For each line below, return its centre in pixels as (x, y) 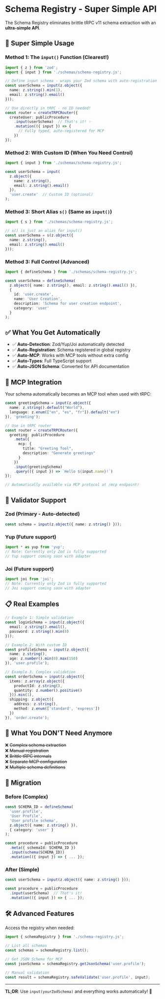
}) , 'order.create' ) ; (27, 718)
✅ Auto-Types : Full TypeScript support (52, 361)
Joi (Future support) (29, 569)
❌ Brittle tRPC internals (28, 756)
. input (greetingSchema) (38, 467)
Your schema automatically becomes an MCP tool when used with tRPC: (78, 394)
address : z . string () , (36, 704)
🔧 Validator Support (36, 500)
